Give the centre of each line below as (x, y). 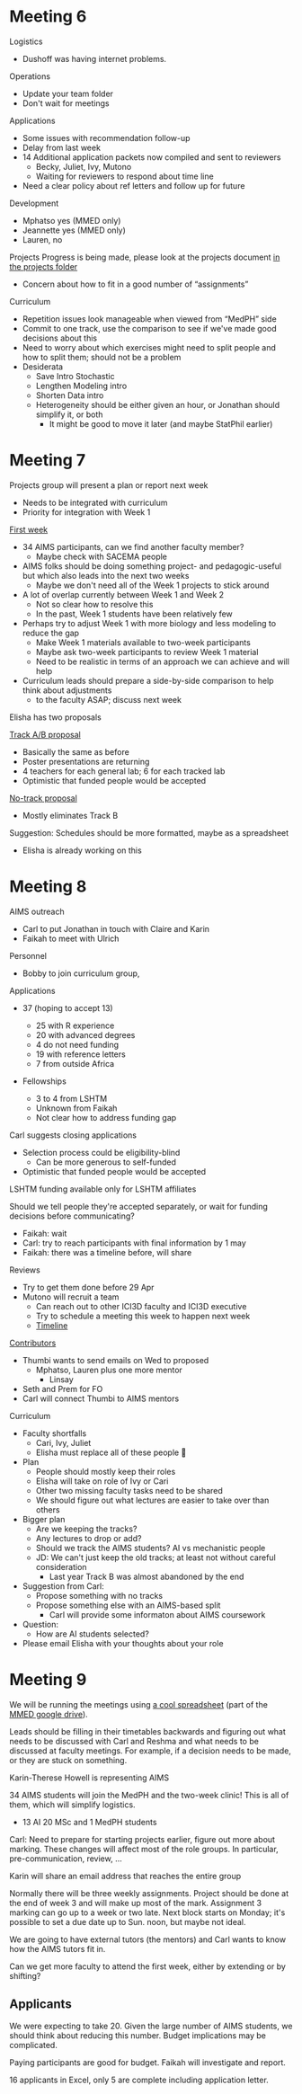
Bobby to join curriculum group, (81, 973)
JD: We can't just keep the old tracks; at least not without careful (155, 1557)
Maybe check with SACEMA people (102, 556)
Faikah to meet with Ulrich (71, 938)
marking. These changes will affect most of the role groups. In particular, (144, 1849)
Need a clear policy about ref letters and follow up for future (133, 185)
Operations (30, 76)
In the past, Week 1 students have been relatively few (134, 614)
